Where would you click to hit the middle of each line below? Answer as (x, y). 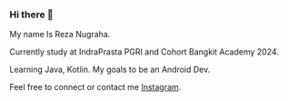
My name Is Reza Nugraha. (60, 35)
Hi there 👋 (32, 15)
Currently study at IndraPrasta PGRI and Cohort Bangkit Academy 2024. (144, 52)
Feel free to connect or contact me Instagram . (95, 87)
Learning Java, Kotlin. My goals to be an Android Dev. (110, 70)
